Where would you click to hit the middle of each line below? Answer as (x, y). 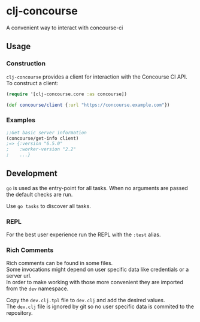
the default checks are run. (40, 194)
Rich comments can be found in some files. (60, 263)
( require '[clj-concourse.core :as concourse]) (67, 94)
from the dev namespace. (37, 288)
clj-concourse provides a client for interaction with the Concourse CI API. (97, 77)
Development (32, 174)
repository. (19, 313)
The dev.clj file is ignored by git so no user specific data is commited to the (100, 306)
